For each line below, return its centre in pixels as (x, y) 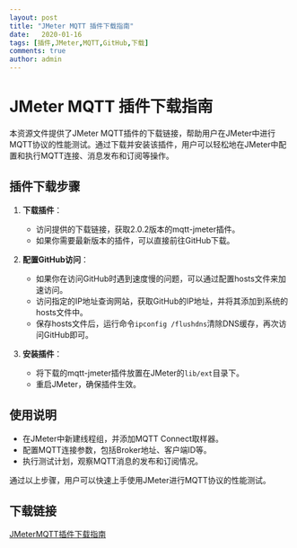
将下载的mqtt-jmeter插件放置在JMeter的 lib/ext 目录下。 (140, 373)
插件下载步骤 (45, 186)
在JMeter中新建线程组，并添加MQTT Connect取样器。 (123, 438)
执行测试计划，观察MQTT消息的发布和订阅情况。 (113, 461)
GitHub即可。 (69, 334)
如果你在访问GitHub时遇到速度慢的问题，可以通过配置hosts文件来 (157, 278)
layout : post (34, 18)
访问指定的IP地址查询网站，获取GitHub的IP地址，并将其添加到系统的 (162, 301)
